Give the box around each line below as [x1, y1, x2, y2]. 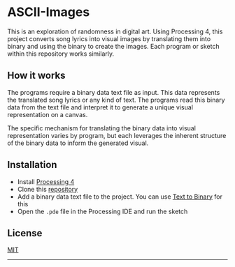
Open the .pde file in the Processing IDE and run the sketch [17, 207, 188, 215]
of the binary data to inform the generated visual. [7, 139, 149, 147]
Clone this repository [17, 185, 78, 193]
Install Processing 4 [17, 177, 75, 185]
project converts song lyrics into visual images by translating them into [7, 34, 211, 43]
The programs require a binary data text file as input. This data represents [7, 88, 220, 96]
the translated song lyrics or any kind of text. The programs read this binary [7, 96, 225, 104]
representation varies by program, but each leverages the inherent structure [7, 131, 227, 139]
